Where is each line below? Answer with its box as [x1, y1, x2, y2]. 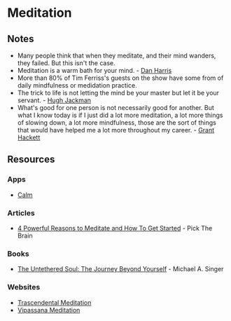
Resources [7, 153, 55, 165]
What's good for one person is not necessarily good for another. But [17, 104, 215, 111]
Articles [7, 208, 35, 218]
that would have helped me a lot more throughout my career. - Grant [17, 126, 215, 134]
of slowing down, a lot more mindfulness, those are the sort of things [17, 118, 217, 127]
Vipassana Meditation [17, 306, 80, 314]
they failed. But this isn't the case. [17, 59, 115, 67]
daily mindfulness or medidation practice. [17, 81, 138, 89]
